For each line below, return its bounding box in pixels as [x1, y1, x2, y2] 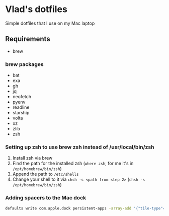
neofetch [12, 94, 32, 100]
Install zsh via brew [12, 155, 53, 161]
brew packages [5, 60, 44, 67]
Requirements [5, 35, 50, 43]
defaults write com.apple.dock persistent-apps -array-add [5, 205, 132, 211]
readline [12, 104, 30, 110]
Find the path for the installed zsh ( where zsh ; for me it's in [12, 160, 134, 167]
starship [12, 110, 30, 116]
